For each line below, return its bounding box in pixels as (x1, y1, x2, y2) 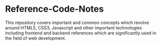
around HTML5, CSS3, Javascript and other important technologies (5, 24, 142, 30)
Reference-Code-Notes (5, 3, 104, 15)
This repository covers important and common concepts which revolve (5, 20, 149, 25)
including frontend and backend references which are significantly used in (5, 30, 157, 36)
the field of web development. (5, 35, 66, 41)
